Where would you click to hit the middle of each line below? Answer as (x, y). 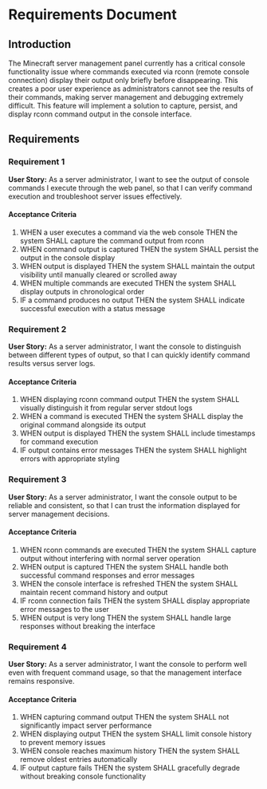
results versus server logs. (52, 364)
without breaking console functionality (83, 776)
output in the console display (67, 258)
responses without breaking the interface (87, 626)
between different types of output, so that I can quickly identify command (129, 355)
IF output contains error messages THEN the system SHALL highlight (133, 450)
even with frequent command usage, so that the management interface (125, 673)
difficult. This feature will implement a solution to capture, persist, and (123, 106)
